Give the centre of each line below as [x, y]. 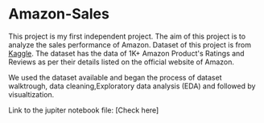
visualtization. [31, 94]
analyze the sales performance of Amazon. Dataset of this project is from [130, 44]
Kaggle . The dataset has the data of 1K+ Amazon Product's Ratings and [126, 53]
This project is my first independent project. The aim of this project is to [127, 36]
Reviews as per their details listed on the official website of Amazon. [122, 62]
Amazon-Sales [59, 14]
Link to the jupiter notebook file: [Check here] [84, 110]
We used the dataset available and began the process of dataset [115, 77]
